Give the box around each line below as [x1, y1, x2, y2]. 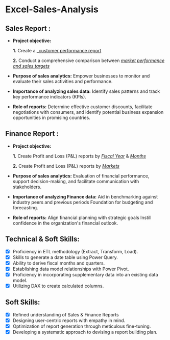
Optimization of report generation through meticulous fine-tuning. [12, 323, 151, 329]
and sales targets [12, 63, 50, 69]
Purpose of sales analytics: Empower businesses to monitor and [12, 73, 150, 79]
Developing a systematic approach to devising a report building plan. [12, 329, 158, 335]
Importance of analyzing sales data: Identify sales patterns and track [12, 88, 160, 94]
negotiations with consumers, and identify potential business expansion [12, 109, 164, 115]
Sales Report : [5, 24, 51, 33]
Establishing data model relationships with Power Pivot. [12, 266, 129, 272]
